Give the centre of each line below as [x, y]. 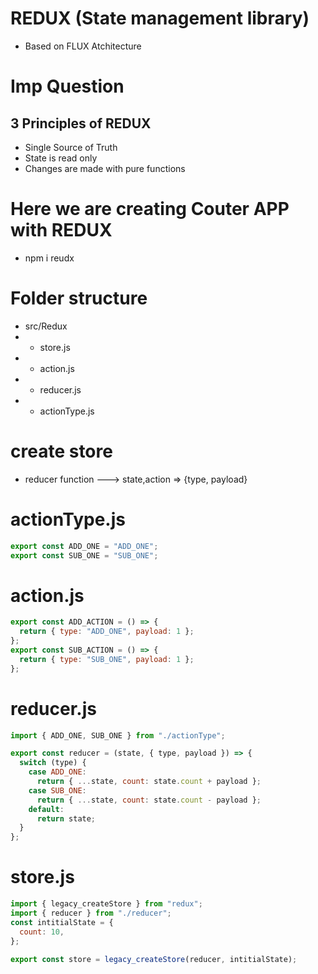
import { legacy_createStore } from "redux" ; [106, 904]
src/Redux [46, 326]
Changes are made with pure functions [105, 168]
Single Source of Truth [71, 147]
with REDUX [61, 230]
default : [46, 809]
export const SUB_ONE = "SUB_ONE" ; [84, 555]
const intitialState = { [62, 922]
